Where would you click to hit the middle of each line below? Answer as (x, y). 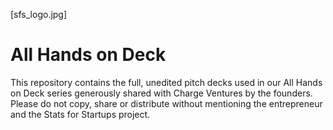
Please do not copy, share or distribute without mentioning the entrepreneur (166, 103)
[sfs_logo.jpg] (39, 14)
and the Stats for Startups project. (80, 114)
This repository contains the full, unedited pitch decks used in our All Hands (166, 82)
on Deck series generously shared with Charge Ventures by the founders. (161, 93)
